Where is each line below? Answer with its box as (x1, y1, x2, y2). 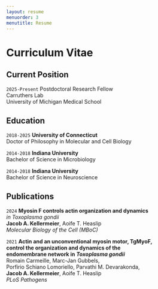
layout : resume (6, 8, 44, 15)
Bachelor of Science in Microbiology (6, 156, 96, 163)
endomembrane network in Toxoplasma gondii (6, 251, 125, 258)
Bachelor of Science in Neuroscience (6, 174, 98, 181)
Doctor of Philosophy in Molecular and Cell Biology (6, 138, 132, 145)
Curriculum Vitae (6, 46, 93, 59)
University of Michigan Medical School (6, 98, 102, 106)
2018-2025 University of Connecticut (6, 131, 98, 139)
